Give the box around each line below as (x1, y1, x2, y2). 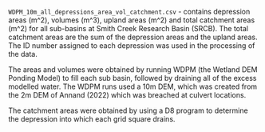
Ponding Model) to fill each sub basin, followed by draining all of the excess (8, 74, 257, 82)
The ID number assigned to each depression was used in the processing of (8, 41, 255, 50)
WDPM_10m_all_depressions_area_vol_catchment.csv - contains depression (8, 7, 251, 16)
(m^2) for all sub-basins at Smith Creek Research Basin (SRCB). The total (8, 24, 249, 33)
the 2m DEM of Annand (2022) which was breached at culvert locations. (8, 90, 247, 99)
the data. (8, 50, 38, 58)
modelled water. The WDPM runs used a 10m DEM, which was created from (8, 82, 258, 91)
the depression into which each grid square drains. (8, 114, 176, 123)
